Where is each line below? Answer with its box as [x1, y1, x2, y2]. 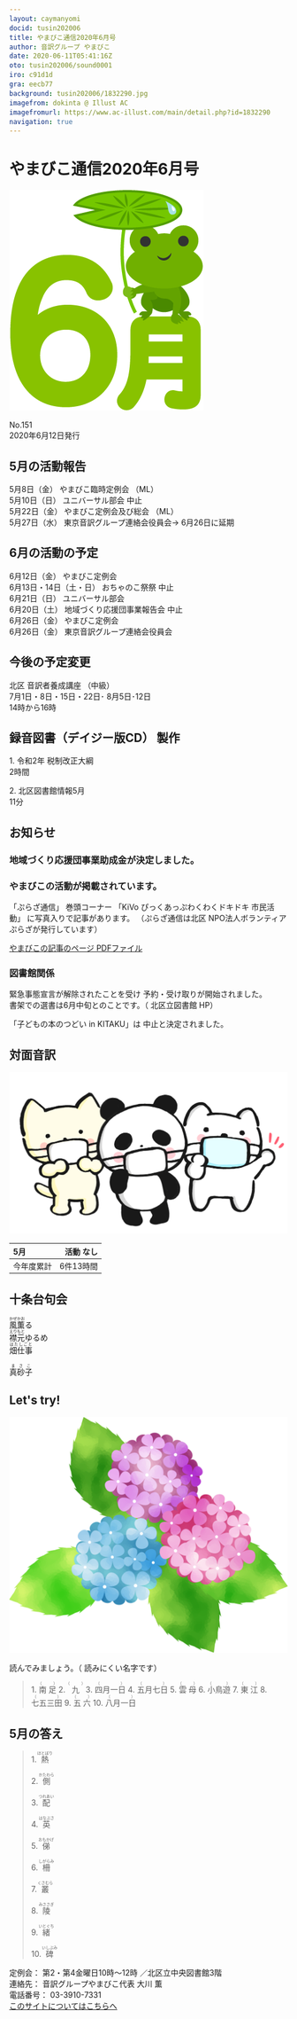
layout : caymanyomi [9, 14, 81, 23]
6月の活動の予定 [9, 545, 99, 560]
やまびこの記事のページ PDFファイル [9, 943, 143, 953]
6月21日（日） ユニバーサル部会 [9, 592, 126, 603]
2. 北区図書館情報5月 [9, 786, 86, 796]
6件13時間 [59, 1260, 99, 1272]
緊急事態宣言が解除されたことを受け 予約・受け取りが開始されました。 [9, 989, 267, 999]
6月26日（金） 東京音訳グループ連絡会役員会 [9, 626, 173, 637]
